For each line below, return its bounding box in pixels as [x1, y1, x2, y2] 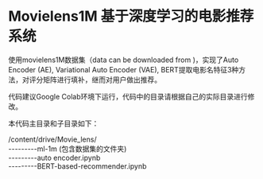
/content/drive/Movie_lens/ [8, 134, 97, 144]
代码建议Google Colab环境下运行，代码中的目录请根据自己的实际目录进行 [8, 91, 248, 101]
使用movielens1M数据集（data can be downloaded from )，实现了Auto [8, 55, 239, 64]
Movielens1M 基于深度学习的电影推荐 [8, 7, 254, 25]
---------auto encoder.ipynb [8, 153, 101, 162]
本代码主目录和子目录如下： [8, 119, 99, 128]
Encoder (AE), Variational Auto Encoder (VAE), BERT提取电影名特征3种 [8, 64, 239, 74]
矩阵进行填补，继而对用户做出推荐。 [42, 75, 161, 84]
